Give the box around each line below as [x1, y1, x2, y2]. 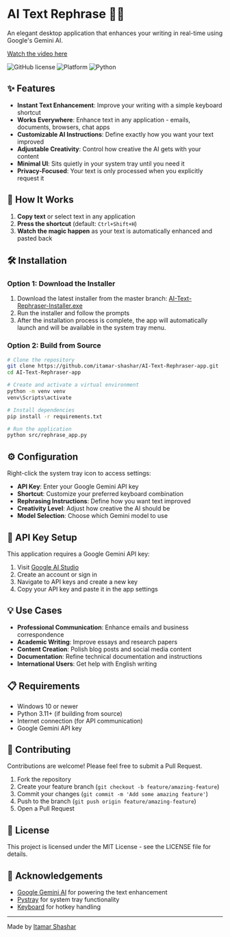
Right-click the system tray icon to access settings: [7, 469, 152, 477]
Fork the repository [16, 776, 72, 784]
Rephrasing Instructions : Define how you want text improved [16, 497, 191, 506]
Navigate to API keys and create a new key [16, 577, 138, 586]
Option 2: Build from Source [7, 341, 101, 350]
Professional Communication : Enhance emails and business [16, 623, 189, 631]
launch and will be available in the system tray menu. [16, 324, 166, 332]
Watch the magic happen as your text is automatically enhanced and [16, 227, 213, 235]
